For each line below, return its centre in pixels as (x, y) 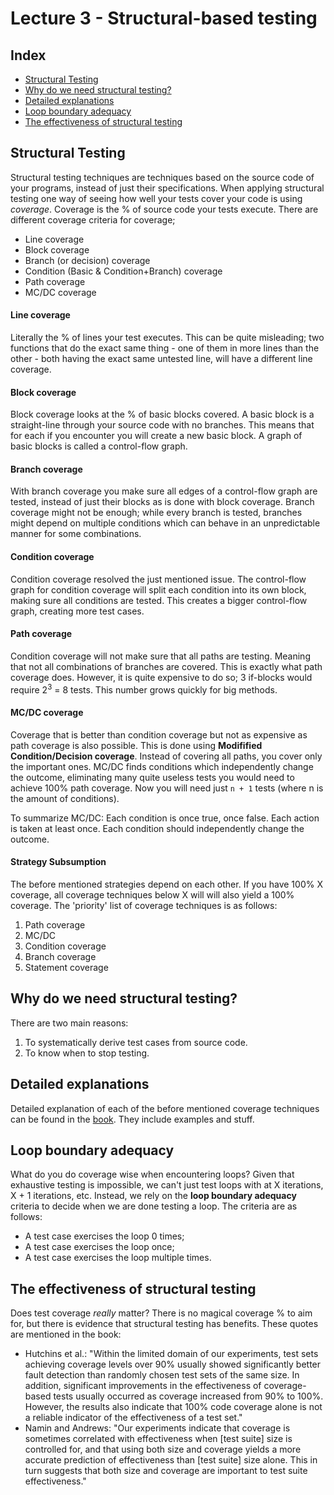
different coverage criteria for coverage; (93, 219)
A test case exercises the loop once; (99, 1247)
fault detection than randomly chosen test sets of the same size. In (162, 1375)
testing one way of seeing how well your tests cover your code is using (156, 198)
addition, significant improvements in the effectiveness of (143, 1386)
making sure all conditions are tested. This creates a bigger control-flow (159, 600)
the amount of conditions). (65, 798)
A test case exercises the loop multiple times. (118, 1258)
